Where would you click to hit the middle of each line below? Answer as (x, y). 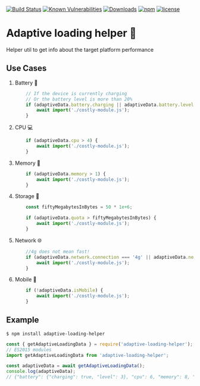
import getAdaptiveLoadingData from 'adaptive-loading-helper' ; (87, 355)
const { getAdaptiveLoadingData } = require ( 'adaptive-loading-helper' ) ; (100, 344)
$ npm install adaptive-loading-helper (56, 334)
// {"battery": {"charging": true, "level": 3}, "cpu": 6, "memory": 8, (98, 377)
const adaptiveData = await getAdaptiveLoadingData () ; (76, 366)
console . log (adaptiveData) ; (41, 372)
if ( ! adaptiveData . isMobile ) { (65, 291)
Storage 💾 (27, 196)
